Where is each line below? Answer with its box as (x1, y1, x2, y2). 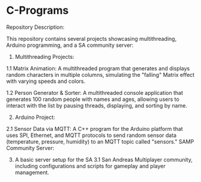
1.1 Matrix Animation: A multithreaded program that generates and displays (6, 64, 190, 72)
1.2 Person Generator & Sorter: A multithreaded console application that (6, 89, 183, 96)
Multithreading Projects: (14, 53, 74, 60)
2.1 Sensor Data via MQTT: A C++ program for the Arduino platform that (6, 125, 183, 132)
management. (14, 169, 50, 176)
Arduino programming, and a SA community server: (6, 41, 134, 49)
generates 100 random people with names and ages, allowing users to (6, 96, 180, 103)
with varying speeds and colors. (6, 77, 86, 85)
